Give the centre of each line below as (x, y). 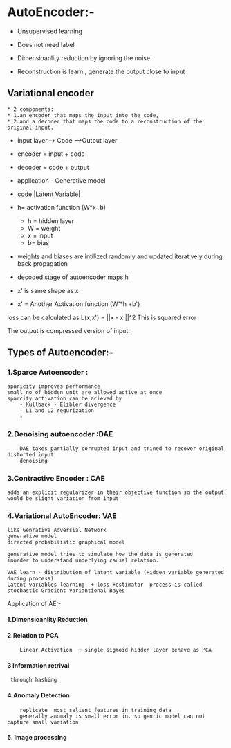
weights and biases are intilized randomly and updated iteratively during (120, 256)
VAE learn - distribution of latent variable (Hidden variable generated (116, 573)
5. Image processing (37, 738)
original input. (30, 127)
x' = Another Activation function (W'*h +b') (78, 304)
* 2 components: (30, 109)
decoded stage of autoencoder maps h (73, 277)
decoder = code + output (53, 167)
